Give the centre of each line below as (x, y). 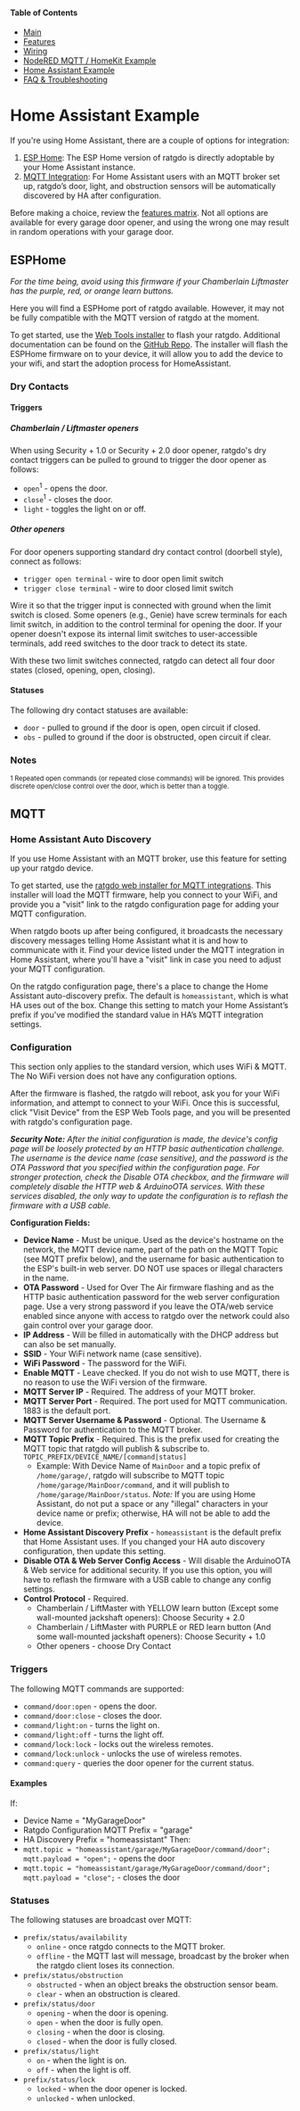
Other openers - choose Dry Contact (104, 1646)
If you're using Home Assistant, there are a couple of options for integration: (150, 141)
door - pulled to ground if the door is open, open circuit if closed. (142, 727)
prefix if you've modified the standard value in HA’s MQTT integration (137, 1014)
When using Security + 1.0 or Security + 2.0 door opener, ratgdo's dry (138, 451)
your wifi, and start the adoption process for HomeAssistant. (121, 363)
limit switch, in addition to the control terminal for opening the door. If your (146, 624)
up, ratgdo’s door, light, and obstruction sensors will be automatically (150, 186)
